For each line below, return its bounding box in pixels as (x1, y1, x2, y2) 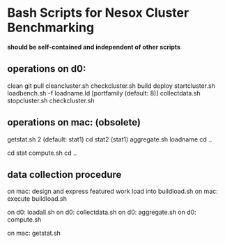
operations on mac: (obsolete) (7, 116, 141, 128)
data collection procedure (7, 169, 122, 181)
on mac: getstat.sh (7, 229, 61, 238)
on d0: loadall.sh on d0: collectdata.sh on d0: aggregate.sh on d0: (7, 208, 196, 217)
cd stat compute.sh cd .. (7, 148, 77, 157)
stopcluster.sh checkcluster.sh (7, 96, 95, 105)
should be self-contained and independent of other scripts (7, 43, 181, 51)
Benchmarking (7, 20, 95, 36)
